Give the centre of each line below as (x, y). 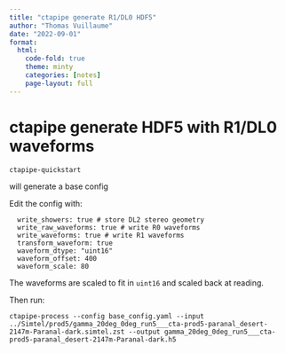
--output (145, 332)
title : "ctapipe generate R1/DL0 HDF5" (83, 17)
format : (24, 42)
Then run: (27, 300)
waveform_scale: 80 (53, 266)
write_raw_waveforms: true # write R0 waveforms (109, 227)
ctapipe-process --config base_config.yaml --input (107, 316)
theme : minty (49, 67)
